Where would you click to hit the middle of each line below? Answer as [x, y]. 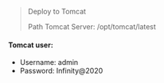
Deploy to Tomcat [57, 11]
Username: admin [49, 62]
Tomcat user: [31, 45]
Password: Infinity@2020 [61, 71]
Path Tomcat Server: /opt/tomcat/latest [92, 26]
